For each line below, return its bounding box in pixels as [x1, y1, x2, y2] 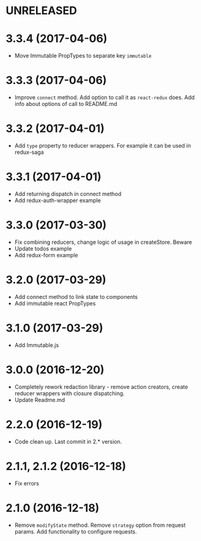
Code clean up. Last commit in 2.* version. [14, 437, 122, 445]
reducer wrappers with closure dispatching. [14, 390, 125, 397]
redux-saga [14, 148, 44, 156]
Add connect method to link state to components [14, 293, 138, 300]
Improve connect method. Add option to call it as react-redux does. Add [14, 94, 195, 101]
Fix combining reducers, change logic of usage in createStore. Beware [14, 238, 192, 246]
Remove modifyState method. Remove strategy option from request [14, 521, 186, 529]
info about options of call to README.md [14, 100, 117, 108]
